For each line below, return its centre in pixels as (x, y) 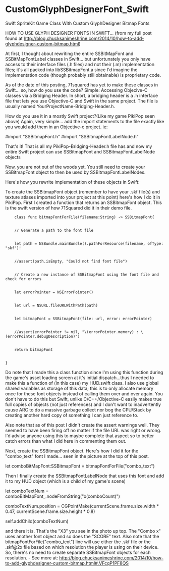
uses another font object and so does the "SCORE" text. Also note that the (82, 536)
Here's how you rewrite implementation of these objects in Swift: (72, 182)
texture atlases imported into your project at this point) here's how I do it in (83, 197)
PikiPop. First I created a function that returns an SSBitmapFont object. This (84, 202)
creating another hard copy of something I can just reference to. (72, 415)
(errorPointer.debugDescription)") (43, 336)
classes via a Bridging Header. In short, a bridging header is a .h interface (81, 95)
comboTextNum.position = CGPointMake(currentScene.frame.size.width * (82, 506)
